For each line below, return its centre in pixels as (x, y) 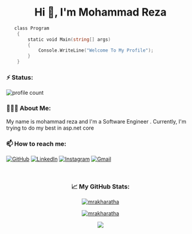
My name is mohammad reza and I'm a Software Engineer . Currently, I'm (96, 121)
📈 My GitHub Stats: (100, 187)
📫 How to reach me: (36, 143)
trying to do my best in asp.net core (50, 128)
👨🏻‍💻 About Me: (29, 109)
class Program (32, 28)
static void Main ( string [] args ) (69, 39)
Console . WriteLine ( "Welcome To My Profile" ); (96, 50)
